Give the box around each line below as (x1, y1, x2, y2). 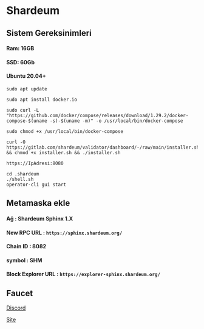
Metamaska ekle (6, 198, 70, 208)
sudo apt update (6, 86, 47, 92)
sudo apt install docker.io (6, 97, 78, 103)
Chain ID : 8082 (6, 243, 47, 250)
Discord (6, 304, 26, 311)
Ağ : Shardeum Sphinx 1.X (6, 215, 73, 222)
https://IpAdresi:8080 (6, 160, 64, 166)
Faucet (6, 288, 33, 298)
